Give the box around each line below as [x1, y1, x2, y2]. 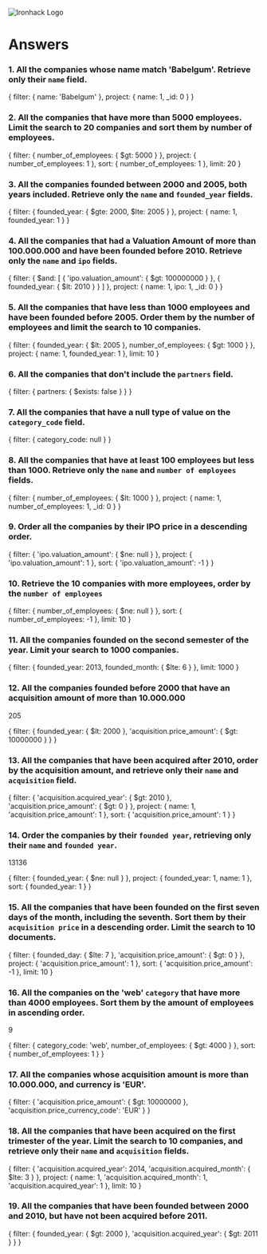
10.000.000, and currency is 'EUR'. [8, 1079, 147, 1090]
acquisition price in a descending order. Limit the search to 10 [8, 922, 256, 933]
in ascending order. [8, 1007, 85, 1018]
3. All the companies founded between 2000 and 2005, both [8, 178, 247, 189]
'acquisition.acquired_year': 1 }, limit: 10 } [8, 1180, 142, 1190]
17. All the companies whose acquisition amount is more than [8, 1069, 249, 1080]
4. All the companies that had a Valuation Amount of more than [8, 236, 257, 246]
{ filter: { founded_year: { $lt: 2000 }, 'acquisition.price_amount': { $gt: [8, 726, 238, 735]
